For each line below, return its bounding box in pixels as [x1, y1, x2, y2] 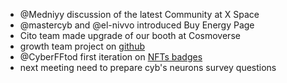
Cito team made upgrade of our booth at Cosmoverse [19, 30, 241, 41]
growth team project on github [19, 40, 145, 52]
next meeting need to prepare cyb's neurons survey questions [19, 62, 277, 73]
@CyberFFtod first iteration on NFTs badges [19, 51, 203, 63]
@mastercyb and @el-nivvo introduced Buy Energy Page [19, 19, 255, 31]
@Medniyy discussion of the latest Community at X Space [19, 9, 260, 20]
